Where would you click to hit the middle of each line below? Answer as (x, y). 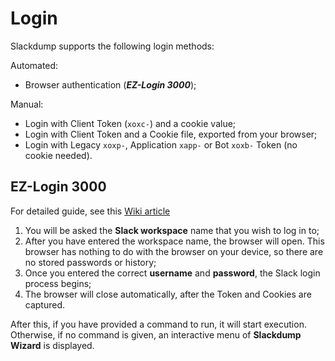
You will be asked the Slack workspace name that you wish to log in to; (172, 230)
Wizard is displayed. (52, 345)
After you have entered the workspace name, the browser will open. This (174, 241)
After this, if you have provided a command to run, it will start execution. (158, 324)
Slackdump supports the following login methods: (112, 46)
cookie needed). (58, 155)
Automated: (34, 65)
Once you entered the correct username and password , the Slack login (172, 273)
